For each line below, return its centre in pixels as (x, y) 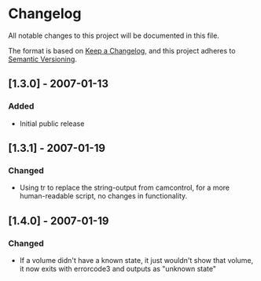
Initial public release (52, 124)
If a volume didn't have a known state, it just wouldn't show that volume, (136, 260)
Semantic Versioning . (42, 59)
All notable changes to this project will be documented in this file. (114, 35)
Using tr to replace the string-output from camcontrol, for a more (125, 188)
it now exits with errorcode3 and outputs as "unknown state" (118, 269)
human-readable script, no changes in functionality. (103, 196)
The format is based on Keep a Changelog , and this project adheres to (122, 50)
